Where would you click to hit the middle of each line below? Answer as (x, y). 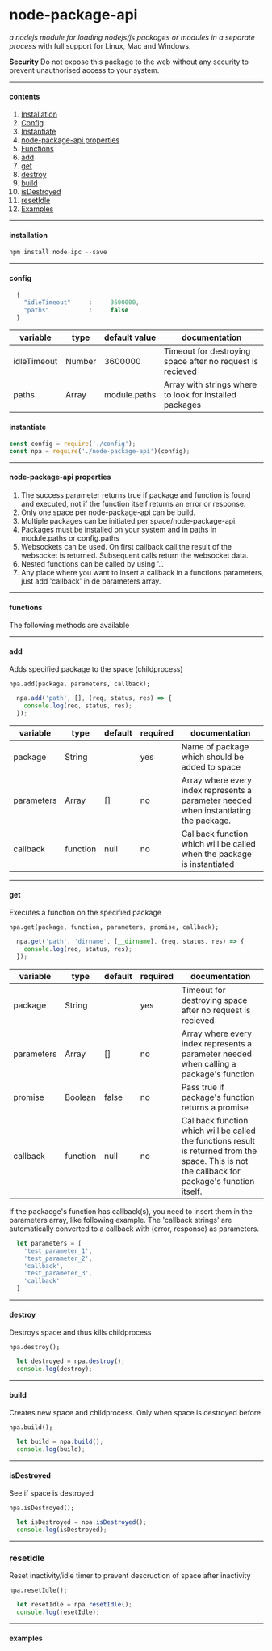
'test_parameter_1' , (58, 1251)
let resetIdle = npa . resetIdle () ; (74, 1605)
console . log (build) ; (51, 1449)
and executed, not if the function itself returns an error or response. (133, 504)
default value (130, 337)
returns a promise (215, 1107)
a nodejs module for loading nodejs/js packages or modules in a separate (132, 37)
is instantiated (208, 864)
